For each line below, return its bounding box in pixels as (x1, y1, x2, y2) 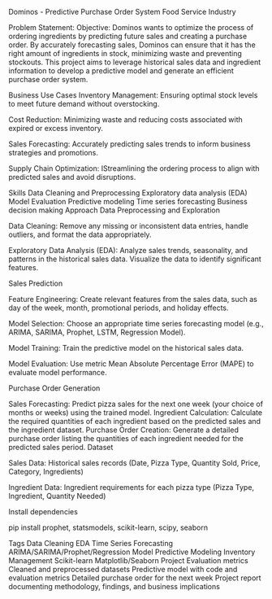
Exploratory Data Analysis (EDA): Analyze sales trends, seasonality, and (8, 246, 248, 255)
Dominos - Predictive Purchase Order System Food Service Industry (8, 7, 237, 16)
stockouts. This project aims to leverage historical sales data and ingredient (8, 57, 261, 67)
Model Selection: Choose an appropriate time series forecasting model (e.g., (8, 319, 264, 328)
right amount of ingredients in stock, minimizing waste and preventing (8, 49, 242, 58)
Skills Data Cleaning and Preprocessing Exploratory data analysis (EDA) (8, 188, 248, 198)
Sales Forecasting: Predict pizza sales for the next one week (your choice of (8, 399, 264, 409)
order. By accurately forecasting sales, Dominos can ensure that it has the (8, 40, 256, 50)
